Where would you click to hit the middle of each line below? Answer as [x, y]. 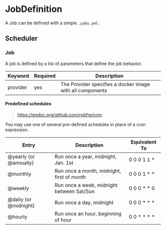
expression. [17, 130]
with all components [84, 90]
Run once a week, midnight [86, 185]
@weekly [18, 188]
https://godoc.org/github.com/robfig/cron [60, 115]
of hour [63, 220]
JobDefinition [34, 9]
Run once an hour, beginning [88, 214]
